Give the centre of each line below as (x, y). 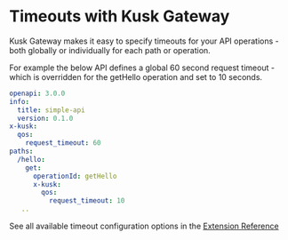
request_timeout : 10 (87, 201)
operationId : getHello (75, 176)
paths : (21, 152)
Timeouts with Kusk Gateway (120, 16)
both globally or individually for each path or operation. (110, 50)
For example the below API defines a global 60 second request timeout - (142, 68)
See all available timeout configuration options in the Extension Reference (144, 226)
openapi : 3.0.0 (37, 93)
